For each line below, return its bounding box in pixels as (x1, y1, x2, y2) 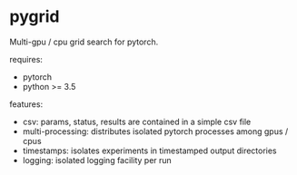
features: (9, 98, 44, 110)
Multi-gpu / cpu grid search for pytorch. (9, 36, 159, 47)
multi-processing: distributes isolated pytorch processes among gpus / (22, 125, 289, 137)
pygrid (9, 6, 60, 27)
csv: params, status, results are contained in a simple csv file (22, 116, 252, 127)
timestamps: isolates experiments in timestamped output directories (22, 145, 277, 156)
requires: (9, 53, 44, 64)
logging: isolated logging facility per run (22, 154, 173, 165)
